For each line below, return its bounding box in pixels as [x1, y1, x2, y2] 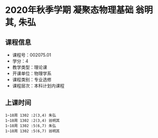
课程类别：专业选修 [12, 77, 52, 82]
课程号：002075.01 [12, 52, 51, 58]
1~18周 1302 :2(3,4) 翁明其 [5, 118, 60, 123]
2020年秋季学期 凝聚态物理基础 [5, 4, 134, 16]
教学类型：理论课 [12, 65, 47, 70]
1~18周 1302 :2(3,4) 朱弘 [5, 113, 56, 118]
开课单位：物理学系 [12, 70, 52, 76]
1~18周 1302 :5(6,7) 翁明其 [5, 129, 60, 134]
